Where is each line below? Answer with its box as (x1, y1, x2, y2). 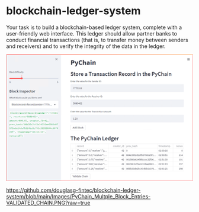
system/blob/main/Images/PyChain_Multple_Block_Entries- (6, 193, 151, 200)
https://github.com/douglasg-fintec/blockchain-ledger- (6, 187, 141, 194)
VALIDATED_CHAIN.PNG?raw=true (6, 200, 91, 207)
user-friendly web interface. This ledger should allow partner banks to (6, 30, 178, 37)
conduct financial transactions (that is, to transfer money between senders (6, 36, 188, 43)
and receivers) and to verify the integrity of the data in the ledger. (6, 43, 166, 50)
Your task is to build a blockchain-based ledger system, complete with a (6, 24, 182, 31)
